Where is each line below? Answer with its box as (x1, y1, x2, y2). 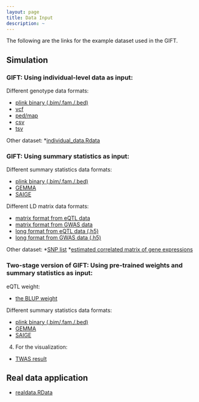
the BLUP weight (15, 294, 58, 302)
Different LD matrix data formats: (6, 203, 89, 210)
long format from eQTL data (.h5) (15, 228, 99, 235)
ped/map (15, 112, 38, 119)
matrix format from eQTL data (15, 215, 90, 222)
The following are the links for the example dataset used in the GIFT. (6, 37, 178, 45)
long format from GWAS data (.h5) (15, 234, 102, 242)
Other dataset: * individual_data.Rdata (6, 137, 101, 144)
